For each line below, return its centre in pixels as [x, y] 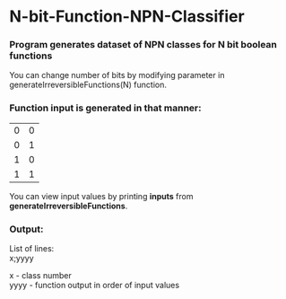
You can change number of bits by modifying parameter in [117, 75]
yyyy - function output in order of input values [95, 286]
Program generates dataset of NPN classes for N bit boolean [143, 45]
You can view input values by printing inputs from [101, 196]
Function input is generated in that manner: [105, 108]
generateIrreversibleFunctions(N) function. [88, 85]
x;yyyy [22, 259]
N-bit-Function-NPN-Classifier [127, 17]
